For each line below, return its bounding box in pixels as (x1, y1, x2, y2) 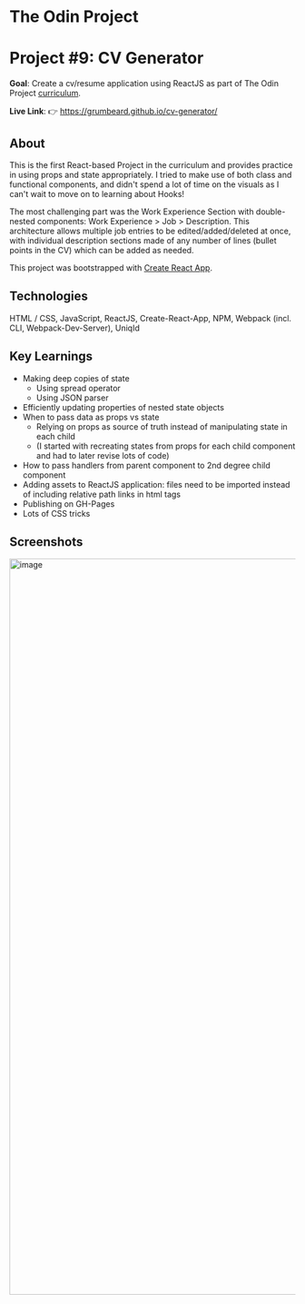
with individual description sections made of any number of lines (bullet (9, 234, 277, 246)
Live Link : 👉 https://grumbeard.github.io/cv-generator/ (9, 106, 218, 117)
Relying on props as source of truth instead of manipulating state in (35, 420, 288, 432)
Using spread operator (35, 382, 121, 393)
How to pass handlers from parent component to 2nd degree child (22, 459, 271, 470)
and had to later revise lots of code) (35, 449, 170, 460)
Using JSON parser (35, 392, 109, 403)
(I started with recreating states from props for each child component (35, 440, 296, 451)
